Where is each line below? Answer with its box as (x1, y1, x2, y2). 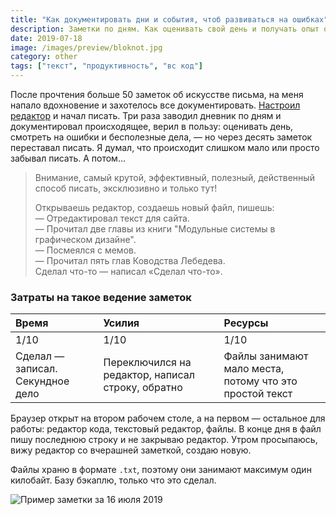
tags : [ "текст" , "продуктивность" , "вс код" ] (10, 61, 203, 71)
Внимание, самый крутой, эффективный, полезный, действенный (34, 172, 315, 183)
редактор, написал (103, 368, 196, 382)
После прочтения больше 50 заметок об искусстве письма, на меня (10, 89, 304, 100)
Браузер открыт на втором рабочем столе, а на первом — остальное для (10, 412, 326, 425)
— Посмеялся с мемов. (34, 244, 137, 256)
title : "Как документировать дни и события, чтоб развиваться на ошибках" (10, 14, 329, 25)
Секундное (15, 374, 70, 388)
